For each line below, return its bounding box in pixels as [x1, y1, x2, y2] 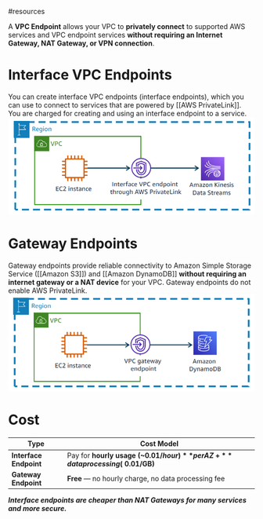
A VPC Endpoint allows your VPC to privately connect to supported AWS [8, 22, 246, 31]
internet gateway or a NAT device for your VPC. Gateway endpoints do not [8, 277, 251, 287]
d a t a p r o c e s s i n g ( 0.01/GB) [67, 459, 155, 468]
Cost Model [139, 439, 178, 448]
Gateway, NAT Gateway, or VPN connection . [8, 38, 155, 48]
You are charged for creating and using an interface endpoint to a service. [8, 108, 247, 118]
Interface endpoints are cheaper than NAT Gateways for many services [8, 495, 247, 505]
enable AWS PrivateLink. [8, 286, 88, 295]
